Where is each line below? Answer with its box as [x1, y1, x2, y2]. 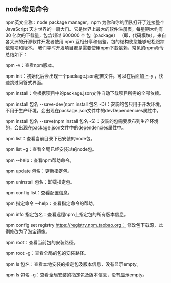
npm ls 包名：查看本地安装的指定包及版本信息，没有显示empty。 [5, 261, 141, 267]
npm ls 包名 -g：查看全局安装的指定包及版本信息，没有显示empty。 [5, 272, 148, 278]
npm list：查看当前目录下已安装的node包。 [5, 135, 95, 141]
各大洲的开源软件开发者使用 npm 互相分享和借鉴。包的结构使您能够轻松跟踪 [5, 38, 165, 44]
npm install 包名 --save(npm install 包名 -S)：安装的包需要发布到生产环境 [5, 118, 159, 124]
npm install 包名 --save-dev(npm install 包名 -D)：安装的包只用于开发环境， [5, 101, 164, 107]
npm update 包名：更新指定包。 [5, 168, 72, 174]
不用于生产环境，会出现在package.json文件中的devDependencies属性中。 [5, 107, 161, 113]
